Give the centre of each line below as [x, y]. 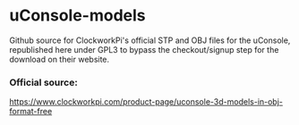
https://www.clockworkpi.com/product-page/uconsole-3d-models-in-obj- [146, 102]
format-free [31, 112]
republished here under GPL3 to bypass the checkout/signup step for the [144, 49]
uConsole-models [77, 16]
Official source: [43, 82]
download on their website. [60, 59]
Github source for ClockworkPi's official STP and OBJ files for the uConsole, [150, 40]
